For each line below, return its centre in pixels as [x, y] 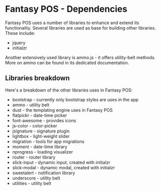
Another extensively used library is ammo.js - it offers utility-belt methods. [80, 57]
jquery [19, 42]
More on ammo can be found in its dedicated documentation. [67, 63]
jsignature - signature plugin [41, 131]
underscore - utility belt [36, 178]
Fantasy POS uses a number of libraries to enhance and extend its [72, 23]
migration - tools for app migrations [48, 141]
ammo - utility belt [31, 105]
